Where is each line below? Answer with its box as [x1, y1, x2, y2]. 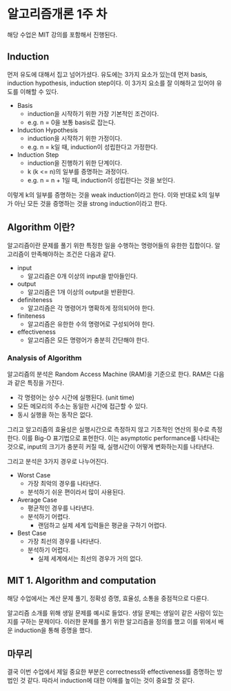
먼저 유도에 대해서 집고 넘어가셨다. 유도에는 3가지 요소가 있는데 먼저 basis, [7, 70, 208, 78]
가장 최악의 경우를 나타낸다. [27, 479, 101, 487]
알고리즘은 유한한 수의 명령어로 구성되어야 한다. [27, 319, 155, 328]
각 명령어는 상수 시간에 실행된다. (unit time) [17, 393, 134, 401]
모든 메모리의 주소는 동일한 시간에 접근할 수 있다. [17, 401, 148, 410]
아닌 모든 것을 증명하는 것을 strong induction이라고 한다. [14, 199, 168, 207]
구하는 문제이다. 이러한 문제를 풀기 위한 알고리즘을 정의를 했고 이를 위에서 [19, 617, 217, 625]
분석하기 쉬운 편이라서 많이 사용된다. [27, 488, 125, 496]
